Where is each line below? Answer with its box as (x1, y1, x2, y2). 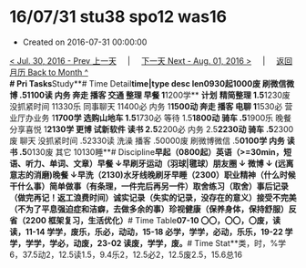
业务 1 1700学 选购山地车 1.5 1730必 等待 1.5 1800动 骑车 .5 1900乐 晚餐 (33, 112, 291, 123)
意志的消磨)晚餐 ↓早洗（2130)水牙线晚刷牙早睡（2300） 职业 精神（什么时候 (9, 169, 296, 180)
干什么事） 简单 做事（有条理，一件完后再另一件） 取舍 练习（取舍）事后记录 (9, 180, 289, 191)
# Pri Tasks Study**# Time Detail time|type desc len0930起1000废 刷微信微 (9, 77, 295, 88)
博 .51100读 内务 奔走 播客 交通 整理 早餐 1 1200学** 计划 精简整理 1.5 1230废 (9, 89, 291, 100)
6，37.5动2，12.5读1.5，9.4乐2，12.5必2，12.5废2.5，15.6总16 (9, 249, 243, 260)
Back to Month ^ (26, 67, 89, 77)
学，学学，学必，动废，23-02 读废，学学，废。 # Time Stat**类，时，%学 (9, 237, 287, 248)
